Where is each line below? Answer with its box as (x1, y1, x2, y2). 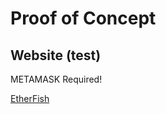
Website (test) (10, 47, 102, 64)
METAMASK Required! (10, 73, 103, 85)
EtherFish (10, 93, 50, 104)
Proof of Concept (10, 7, 157, 30)
